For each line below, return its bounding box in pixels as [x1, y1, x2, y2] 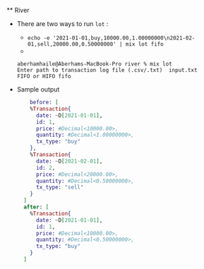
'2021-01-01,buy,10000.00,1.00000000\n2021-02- [52, 35, 196, 42]
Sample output [16, 85, 60, 94]
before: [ [30, 99, 59, 106]
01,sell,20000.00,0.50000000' [27, 41, 117, 48]
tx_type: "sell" [35, 184, 84, 191]
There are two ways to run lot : [16, 20, 109, 27]
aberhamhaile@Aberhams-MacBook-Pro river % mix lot [16, 61, 172, 68]
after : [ [23, 204, 49, 211]
